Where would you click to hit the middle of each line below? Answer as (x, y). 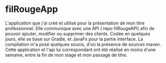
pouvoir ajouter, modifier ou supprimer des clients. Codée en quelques (78, 33)
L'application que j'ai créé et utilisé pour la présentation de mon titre (75, 23)
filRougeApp (32, 9)
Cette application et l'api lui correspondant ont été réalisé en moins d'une (81, 49)
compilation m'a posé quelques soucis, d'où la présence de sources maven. (83, 44)
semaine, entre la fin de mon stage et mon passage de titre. (66, 55)
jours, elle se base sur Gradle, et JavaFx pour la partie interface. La (74, 39)
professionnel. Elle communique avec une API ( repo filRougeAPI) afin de (80, 28)
